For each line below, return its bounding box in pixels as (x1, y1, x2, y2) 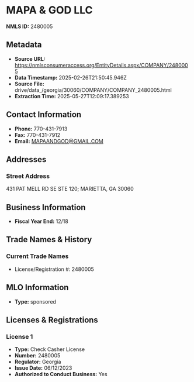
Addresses (6, 154, 47, 164)
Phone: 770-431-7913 (14, 125, 68, 132)
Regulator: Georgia (14, 358, 61, 366)
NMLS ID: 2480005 (6, 23, 53, 30)
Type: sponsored (14, 298, 57, 305)
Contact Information (6, 109, 82, 120)
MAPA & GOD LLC (6, 4, 93, 17)
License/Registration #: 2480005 (14, 266, 95, 273)
